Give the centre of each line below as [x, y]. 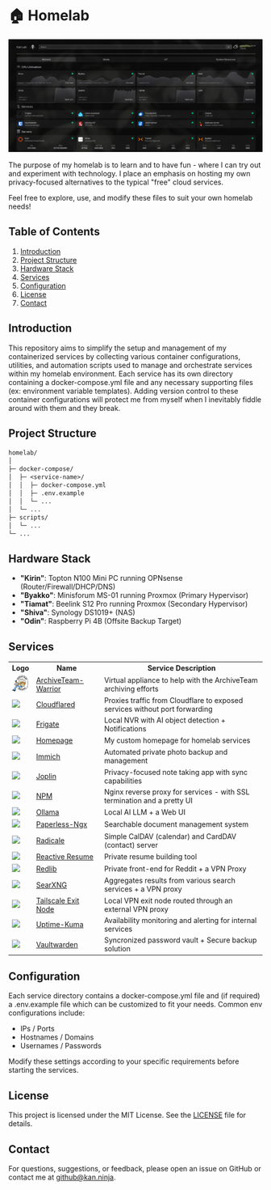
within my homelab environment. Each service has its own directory [121, 374]
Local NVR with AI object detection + [165, 720]
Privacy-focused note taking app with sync [176, 772]
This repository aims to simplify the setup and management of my [118, 348]
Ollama [48, 812]
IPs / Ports [37, 1029]
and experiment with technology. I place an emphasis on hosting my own [129, 173]
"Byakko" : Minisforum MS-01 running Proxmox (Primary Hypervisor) [134, 595]
